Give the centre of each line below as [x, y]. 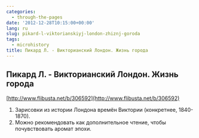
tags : [13, 39]
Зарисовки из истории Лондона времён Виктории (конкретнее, [96, 109]
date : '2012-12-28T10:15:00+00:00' [50, 23]
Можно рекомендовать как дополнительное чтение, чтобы [90, 122]
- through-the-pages [37, 17]
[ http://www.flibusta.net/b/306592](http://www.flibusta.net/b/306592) [93, 98]
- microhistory [30, 45]
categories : [21, 12]
